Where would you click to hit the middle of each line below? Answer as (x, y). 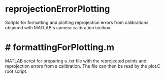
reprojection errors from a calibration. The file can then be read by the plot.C (83, 66)
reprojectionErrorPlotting (58, 9)
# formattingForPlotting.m (60, 48)
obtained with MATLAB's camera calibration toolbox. (58, 27)
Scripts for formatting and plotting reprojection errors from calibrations (77, 22)
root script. (16, 71)
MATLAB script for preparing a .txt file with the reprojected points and (76, 61)
